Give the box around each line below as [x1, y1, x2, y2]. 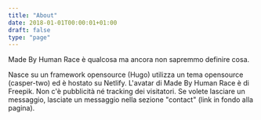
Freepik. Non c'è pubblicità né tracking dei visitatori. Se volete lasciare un [8, 87, 245, 96]
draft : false [8, 26, 51, 34]
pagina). [8, 104, 35, 113]
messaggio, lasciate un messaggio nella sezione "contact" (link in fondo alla [8, 95, 253, 104]
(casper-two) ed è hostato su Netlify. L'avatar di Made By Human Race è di [8, 78, 249, 88]
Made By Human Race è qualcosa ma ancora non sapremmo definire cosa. [8, 55, 250, 64]
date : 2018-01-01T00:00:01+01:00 [8, 19, 118, 27]
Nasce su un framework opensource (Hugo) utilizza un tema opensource [8, 70, 244, 79]
